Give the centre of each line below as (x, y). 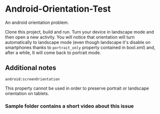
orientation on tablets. (27, 93)
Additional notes (31, 68)
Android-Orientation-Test (58, 9)
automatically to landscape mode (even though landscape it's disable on (78, 42)
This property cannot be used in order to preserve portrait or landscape (77, 88)
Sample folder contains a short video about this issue (70, 106)
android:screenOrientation (32, 79)
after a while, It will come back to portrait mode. (53, 53)
